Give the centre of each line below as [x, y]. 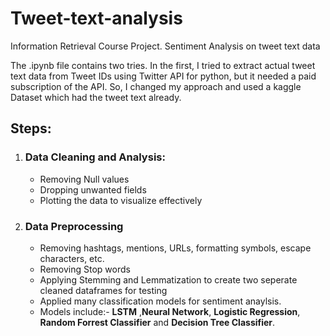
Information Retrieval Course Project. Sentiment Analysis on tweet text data [165, 46]
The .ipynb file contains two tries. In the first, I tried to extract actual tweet [163, 65]
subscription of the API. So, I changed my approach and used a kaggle [156, 86]
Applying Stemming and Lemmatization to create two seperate [168, 279]
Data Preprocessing [74, 226]
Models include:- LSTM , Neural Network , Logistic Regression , [170, 311]
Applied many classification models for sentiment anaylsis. [160, 301]
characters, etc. [72, 258]
